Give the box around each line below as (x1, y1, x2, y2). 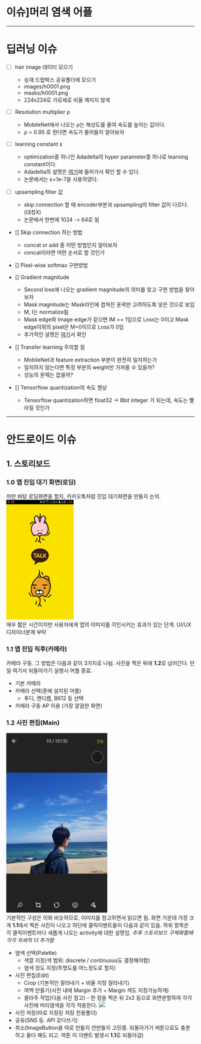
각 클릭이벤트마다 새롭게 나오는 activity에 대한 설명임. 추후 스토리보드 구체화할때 (6, 929, 193, 936)
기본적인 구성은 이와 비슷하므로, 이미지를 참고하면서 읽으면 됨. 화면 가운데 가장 (6, 914, 188, 921)
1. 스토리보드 (6, 458, 50, 468)
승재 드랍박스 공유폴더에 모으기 (23, 76, 96, 83)
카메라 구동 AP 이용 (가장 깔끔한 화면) (14, 702, 103, 710)
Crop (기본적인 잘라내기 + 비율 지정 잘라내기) (23, 979, 130, 986)
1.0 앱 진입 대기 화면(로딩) (6, 478, 77, 486)
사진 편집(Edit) (14, 972, 50, 979)
